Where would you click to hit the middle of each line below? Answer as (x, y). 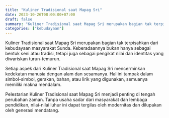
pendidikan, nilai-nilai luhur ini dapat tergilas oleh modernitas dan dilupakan (83, 105)
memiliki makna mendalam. (33, 85)
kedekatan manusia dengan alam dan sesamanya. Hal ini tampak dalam (79, 74)
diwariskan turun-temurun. (33, 59)
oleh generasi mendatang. (32, 110)
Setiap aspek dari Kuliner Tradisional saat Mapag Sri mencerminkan (75, 69)
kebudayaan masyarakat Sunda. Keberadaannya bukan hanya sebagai (78, 48)
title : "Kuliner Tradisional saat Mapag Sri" (54, 10)
